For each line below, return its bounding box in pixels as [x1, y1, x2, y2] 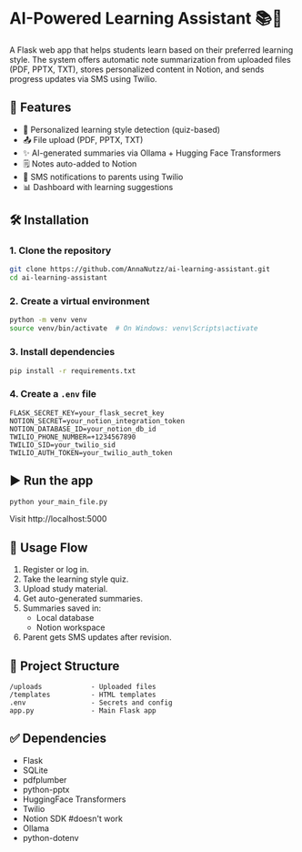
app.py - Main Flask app [9, 706, 156, 715]
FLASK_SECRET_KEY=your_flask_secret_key [9, 408, 166, 418]
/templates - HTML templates [9, 690, 156, 700]
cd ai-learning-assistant [9, 273, 107, 283]
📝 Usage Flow [9, 540, 88, 555]
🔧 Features [9, 100, 72, 116]
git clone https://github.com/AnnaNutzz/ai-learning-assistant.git [9, 265, 271, 274]
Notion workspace [35, 622, 106, 634]
